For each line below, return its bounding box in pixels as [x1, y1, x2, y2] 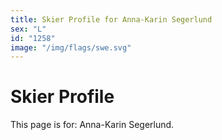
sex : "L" [10, 24, 47, 34]
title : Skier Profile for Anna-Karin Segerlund [10, 14, 213, 25]
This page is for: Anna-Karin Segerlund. [10, 119, 175, 131]
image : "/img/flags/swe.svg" [10, 42, 132, 53]
